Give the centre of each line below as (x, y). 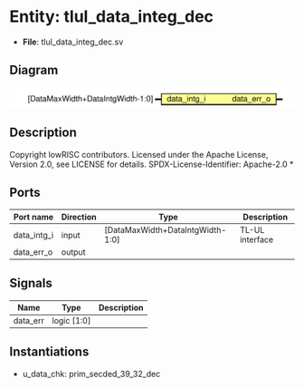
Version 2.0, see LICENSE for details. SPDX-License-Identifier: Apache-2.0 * (152, 164)
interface (256, 240)
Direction (79, 217)
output (73, 252)
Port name (33, 217)
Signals (31, 283)
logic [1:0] (71, 321)
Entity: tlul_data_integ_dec (112, 17)
